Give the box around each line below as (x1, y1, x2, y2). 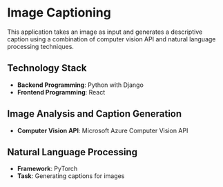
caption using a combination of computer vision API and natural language (7, 35, 216, 43)
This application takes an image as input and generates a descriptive (7, 28, 203, 36)
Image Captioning (7, 5, 112, 21)
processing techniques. (7, 42, 75, 50)
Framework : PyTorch (17, 164, 78, 173)
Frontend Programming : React (17, 88, 106, 96)
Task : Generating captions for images (17, 172, 125, 180)
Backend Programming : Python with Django (17, 81, 144, 89)
